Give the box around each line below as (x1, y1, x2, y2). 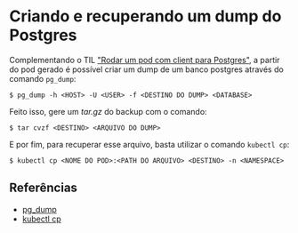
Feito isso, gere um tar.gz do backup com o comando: (9, 106, 207, 116)
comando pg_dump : (9, 73, 77, 84)
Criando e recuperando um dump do (9, 6, 282, 27)
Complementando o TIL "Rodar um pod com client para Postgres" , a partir (9, 54, 280, 65)
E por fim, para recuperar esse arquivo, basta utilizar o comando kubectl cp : (9, 139, 290, 149)
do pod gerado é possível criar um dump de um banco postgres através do (9, 64, 285, 75)
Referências (9, 181, 78, 196)
